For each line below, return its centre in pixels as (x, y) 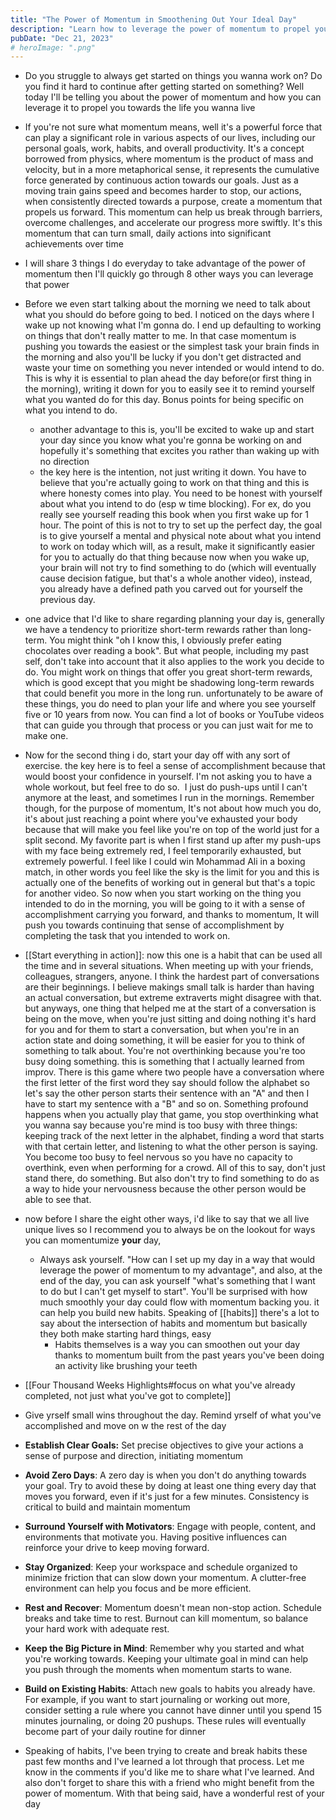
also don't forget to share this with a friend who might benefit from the (169, 1783)
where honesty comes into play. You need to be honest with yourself (181, 493)
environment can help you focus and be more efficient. (138, 1588)
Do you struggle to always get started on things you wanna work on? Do (173, 76)
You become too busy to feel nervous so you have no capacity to (158, 1157)
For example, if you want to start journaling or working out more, (157, 1700)
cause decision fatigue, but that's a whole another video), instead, (176, 578)
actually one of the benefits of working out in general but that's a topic (170, 883)
